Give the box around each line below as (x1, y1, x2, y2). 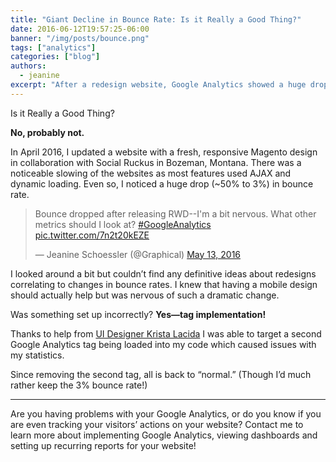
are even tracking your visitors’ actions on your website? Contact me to (10, 418, 304, 430)
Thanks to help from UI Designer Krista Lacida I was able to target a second (10, 327, 322, 340)
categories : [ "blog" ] (10, 52, 101, 62)
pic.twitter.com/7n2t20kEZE (34, 229, 150, 241)
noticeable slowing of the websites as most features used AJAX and (10, 167, 292, 179)
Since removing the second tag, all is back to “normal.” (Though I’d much (10, 368, 312, 380)
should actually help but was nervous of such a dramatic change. (10, 289, 280, 301)
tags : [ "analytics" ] (10, 42, 97, 53)
